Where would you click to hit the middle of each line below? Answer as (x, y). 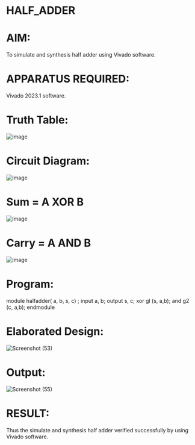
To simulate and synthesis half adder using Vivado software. (81, 55)
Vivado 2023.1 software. (36, 96)
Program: (30, 284)
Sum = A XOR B (45, 202)
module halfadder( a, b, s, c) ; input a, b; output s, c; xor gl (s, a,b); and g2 (98, 300)
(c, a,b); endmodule (31, 307)
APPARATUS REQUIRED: (68, 79)
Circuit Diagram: (48, 161)
